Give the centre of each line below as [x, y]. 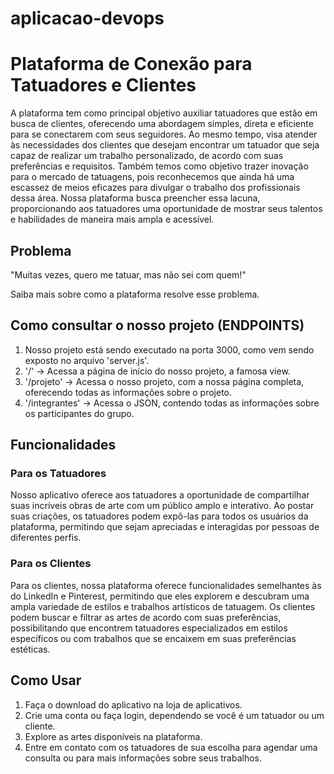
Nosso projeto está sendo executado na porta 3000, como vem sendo [169, 349]
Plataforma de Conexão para [131, 64]
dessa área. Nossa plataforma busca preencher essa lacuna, [135, 198]
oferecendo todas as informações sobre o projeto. [128, 392]
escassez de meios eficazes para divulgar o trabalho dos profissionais [155, 188]
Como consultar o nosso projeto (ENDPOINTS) [157, 325]
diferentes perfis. [46, 538]
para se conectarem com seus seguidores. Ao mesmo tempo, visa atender [164, 134]
